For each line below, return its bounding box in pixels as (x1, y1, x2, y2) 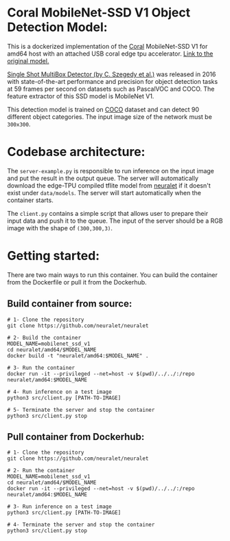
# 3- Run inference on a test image (7, 503, 112, 510)
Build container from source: (7, 298, 133, 310)
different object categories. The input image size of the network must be (7, 112, 213, 121)
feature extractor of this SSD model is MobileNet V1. (7, 91, 154, 100)
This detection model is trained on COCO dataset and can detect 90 (7, 105, 200, 113)
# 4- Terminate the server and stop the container (7, 521, 155, 529)
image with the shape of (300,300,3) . (7, 223, 113, 232)
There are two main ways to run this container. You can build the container (7, 270, 218, 279)
